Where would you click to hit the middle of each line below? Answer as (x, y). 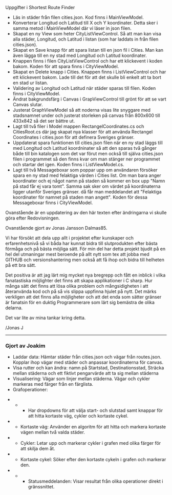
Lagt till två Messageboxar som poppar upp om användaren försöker (85, 170)
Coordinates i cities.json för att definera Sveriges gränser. (73, 137)
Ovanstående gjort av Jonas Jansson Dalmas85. (56, 228)
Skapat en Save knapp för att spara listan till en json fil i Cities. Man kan (88, 50)
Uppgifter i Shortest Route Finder (40, 7)
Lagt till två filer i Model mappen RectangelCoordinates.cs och (78, 126)
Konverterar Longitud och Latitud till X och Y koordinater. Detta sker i (85, 23)
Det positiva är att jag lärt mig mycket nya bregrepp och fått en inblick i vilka (85, 275)
